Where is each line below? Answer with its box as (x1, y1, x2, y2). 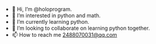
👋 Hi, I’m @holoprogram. (11, 6, 73, 12)
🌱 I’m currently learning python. (11, 18, 89, 25)
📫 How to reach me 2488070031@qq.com (11, 32, 117, 38)
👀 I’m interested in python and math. (11, 12, 101, 19)
